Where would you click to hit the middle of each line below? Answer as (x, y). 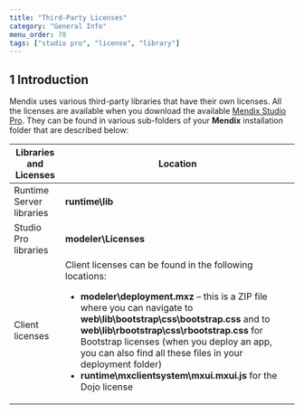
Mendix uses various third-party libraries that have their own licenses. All (146, 101)
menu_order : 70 (38, 34)
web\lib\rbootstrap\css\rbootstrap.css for (172, 331)
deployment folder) (121, 364)
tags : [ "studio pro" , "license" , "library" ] (95, 43)
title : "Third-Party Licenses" (68, 18)
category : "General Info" (58, 26)
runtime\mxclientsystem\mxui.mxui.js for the (179, 376)
